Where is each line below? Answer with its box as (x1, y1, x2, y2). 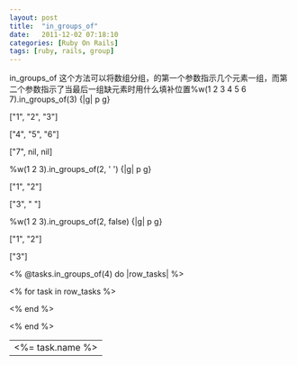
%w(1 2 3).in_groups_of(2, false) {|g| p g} (9, 216, 163, 227)
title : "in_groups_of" (9, 22, 99, 31)
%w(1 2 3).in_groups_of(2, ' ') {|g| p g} (9, 164, 152, 175)
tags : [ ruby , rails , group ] (9, 47, 115, 56)
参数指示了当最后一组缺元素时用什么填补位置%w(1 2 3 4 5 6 (24, 84, 247, 95)
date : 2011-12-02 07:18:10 (9, 30, 119, 39)
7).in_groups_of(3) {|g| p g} (9, 94, 111, 105)
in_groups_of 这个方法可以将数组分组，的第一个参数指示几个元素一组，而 (9, 73, 281, 84)
